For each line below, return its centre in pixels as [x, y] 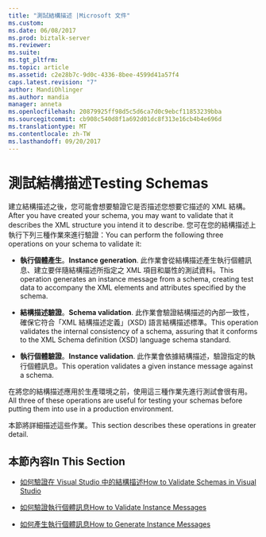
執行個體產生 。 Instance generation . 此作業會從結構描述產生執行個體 [132, 260]
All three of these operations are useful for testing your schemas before [125, 401]
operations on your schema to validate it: [75, 244]
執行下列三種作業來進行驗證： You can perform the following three [116, 235]
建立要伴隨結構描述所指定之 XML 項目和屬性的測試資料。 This [134, 270]
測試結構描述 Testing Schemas [108, 183]
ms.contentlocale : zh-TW [49, 134]
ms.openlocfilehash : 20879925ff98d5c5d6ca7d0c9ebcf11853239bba [115, 112]
